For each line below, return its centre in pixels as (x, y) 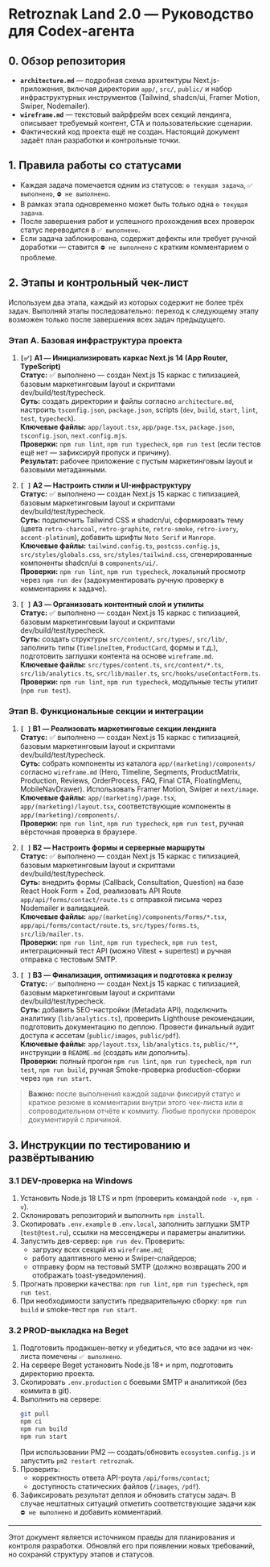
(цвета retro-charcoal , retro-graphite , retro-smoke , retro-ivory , (129, 528)
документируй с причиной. (75, 1120)
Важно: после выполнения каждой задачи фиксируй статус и (134, 1094)
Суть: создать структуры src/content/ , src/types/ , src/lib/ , (124, 638)
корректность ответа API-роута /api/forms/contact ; (121, 1478)
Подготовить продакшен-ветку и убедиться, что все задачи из (128, 1348)
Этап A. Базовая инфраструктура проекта (95, 340)
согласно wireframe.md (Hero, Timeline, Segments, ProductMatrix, (130, 772)
